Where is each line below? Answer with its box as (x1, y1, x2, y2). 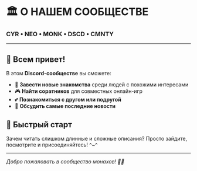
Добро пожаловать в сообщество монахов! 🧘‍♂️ (6, 158, 125, 165)
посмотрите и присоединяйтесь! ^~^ (6, 141, 98, 148)
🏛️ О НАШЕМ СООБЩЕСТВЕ (6, 5, 149, 19)
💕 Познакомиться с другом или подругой (14, 96, 121, 103)
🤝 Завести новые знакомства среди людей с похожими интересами (14, 81, 189, 88)
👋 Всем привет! (6, 54, 66, 64)
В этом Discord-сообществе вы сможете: (6, 70, 111, 77)
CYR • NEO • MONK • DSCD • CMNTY (6, 30, 114, 39)
